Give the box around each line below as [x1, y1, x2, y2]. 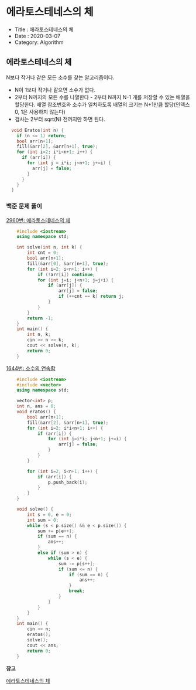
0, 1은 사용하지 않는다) [14, 108, 66, 115]
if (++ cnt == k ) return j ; [58, 294, 125, 300]
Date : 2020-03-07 [14, 32, 60, 39]
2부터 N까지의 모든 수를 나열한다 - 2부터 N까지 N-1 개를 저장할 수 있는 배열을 [14, 93, 190, 100]
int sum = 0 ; [27, 517, 59, 523]
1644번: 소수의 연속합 [6, 365, 56, 372]
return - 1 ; [27, 315, 54, 321]
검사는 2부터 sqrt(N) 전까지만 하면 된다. [14, 115, 105, 123]
